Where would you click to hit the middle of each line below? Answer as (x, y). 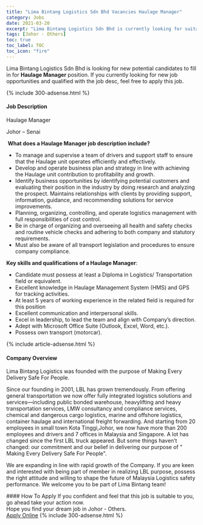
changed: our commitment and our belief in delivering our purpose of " (95, 447)
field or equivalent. (38, 281)
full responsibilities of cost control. (58, 219)
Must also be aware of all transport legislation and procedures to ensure (105, 244)
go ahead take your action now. (45, 503)
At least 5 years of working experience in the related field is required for (105, 300)
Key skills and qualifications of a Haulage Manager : (72, 262)
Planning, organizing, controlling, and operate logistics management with (106, 212)
